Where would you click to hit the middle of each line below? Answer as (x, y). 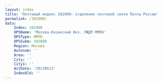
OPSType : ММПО (28, 37)
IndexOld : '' (27, 73)
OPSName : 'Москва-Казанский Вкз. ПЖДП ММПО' (60, 32)
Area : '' (23, 55)
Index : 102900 (28, 28)
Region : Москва (29, 46)
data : (11, 23)
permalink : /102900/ (26, 19)
